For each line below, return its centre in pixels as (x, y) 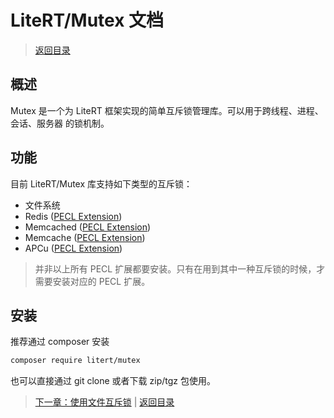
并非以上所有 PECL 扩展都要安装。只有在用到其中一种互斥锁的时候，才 (180, 268)
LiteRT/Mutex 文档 (87, 20)
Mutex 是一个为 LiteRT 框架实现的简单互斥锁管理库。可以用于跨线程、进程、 (167, 110)
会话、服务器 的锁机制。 (60, 123)
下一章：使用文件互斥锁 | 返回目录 (104, 402)
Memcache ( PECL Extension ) (85, 237)
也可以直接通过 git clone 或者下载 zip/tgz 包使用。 (113, 381)
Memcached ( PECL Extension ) (88, 227)
